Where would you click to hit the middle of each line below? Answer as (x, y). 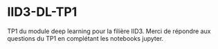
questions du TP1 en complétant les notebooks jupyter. (85, 38)
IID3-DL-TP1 (42, 12)
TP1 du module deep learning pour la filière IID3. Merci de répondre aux (109, 31)
